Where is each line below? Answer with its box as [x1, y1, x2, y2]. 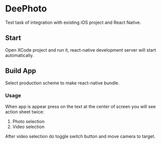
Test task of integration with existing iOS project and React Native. [5, 19, 141, 25]
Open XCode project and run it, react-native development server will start [5, 47, 156, 53]
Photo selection [12, 118, 45, 124]
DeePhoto [5, 3, 47, 14]
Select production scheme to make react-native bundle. [5, 80, 120, 86]
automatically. [5, 52, 34, 58]
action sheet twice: [5, 109, 44, 115]
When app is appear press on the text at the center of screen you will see [5, 103, 156, 109]
